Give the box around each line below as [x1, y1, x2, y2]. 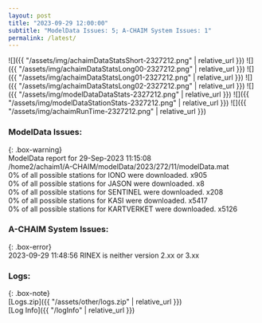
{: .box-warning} [8, 144, 62, 154]
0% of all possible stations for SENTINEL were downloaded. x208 [8, 187, 224, 196]
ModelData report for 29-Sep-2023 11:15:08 [8, 153, 151, 163]
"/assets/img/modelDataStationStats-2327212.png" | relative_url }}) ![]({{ [8, 98, 247, 108]
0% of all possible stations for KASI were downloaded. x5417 [8, 195, 209, 205]
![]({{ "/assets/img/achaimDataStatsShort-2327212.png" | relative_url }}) [8, 56, 245, 65]
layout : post [8, 11, 52, 20]
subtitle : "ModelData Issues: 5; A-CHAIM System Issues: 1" [8, 26, 213, 34]
